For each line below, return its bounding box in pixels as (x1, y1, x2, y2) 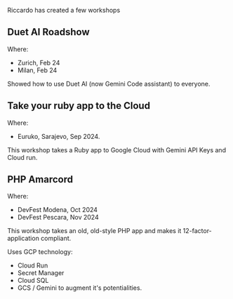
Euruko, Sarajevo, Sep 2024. (17, 132, 100, 140)
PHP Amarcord (7, 173, 74, 185)
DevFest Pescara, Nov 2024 (17, 213, 100, 222)
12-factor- (182, 227, 212, 235)
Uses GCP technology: (7, 248, 73, 256)
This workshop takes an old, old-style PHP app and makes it (7, 227, 182, 235)
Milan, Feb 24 (17, 66, 58, 74)
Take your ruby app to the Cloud (7, 100, 151, 112)
